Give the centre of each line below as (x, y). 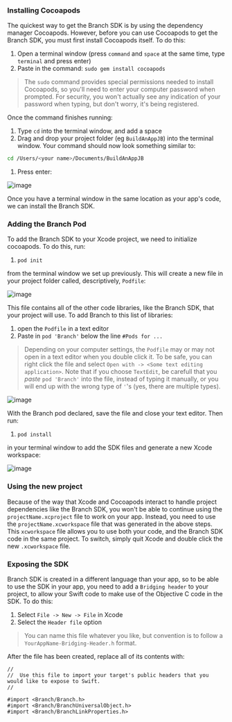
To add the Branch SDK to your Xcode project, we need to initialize (102, 239)
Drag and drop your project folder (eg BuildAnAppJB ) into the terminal (115, 138)
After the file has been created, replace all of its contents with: (96, 657)
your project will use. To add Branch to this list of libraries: (90, 315)
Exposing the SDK (38, 564)
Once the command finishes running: (60, 117)
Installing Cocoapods (44, 10)
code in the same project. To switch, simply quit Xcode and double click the (115, 539)
